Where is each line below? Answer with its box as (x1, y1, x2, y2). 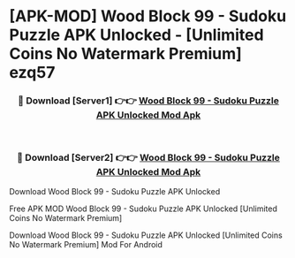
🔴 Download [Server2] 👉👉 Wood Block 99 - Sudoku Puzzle (16, 152, 281, 164)
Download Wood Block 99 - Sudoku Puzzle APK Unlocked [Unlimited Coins (9, 230, 283, 240)
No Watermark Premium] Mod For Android (9, 239, 163, 249)
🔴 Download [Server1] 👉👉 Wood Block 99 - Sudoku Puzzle (17, 95, 280, 107)
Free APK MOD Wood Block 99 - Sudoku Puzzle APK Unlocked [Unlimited (9, 203, 278, 214)
